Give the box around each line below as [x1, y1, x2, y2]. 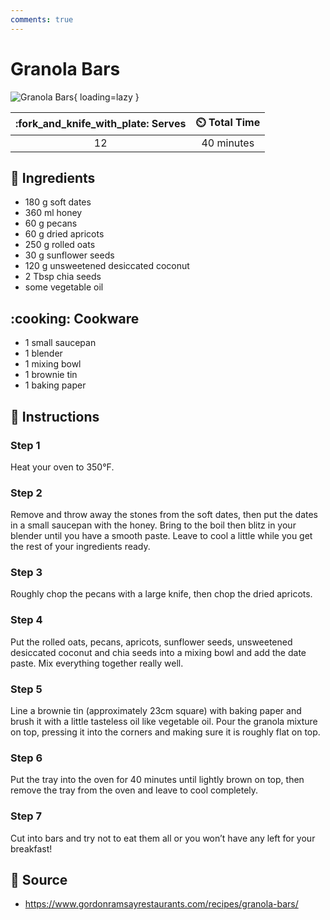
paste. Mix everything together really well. [10, 657, 184, 669]
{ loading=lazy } [73, 91, 140, 103]
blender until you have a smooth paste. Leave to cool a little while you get [10, 530, 313, 542]
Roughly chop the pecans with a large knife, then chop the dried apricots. [10, 588, 313, 600]
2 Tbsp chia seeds [24, 271, 102, 283]
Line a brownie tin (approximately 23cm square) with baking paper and [10, 705, 302, 717]
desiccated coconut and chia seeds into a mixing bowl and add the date [10, 646, 307, 658]
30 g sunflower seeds [24, 249, 115, 261]
